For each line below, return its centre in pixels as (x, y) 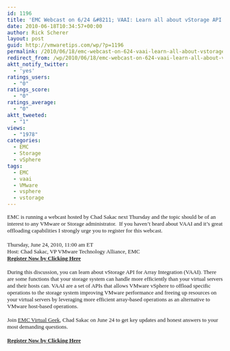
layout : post (26, 39)
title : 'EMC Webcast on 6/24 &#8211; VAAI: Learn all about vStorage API (115, 20)
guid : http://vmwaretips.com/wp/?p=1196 (66, 45)
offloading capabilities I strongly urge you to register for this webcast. (85, 231)
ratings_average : (32, 103)
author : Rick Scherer (38, 32)
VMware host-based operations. (43, 306)
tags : (15, 166)
